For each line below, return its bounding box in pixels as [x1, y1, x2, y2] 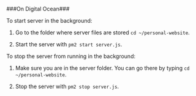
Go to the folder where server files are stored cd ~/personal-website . [15, 29, 190, 36]
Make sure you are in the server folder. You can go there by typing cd [15, 64, 190, 72]
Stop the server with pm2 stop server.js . [15, 83, 119, 90]
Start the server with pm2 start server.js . [15, 41, 123, 48]
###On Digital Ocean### [6, 6, 70, 12]
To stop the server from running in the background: [6, 53, 136, 60]
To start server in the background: [6, 17, 92, 24]
